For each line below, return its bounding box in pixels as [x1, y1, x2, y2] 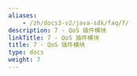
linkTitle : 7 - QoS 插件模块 [8, 33, 100, 42]
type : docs [8, 48, 44, 56]
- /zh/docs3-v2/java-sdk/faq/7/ [22, 19, 129, 27]
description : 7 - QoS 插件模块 [8, 26, 107, 34]
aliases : [8, 11, 37, 20]
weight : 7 [8, 56, 41, 64]
